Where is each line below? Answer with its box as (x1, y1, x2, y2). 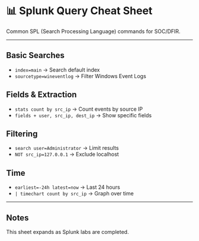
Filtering (6, 128, 38, 139)
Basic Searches (6, 50, 65, 60)
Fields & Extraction (6, 89, 77, 100)
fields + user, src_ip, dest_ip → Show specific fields (14, 111, 152, 118)
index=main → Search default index (14, 66, 100, 73)
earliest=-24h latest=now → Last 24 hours (14, 184, 120, 191)
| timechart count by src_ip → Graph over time (14, 190, 134, 197)
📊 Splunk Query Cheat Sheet (6, 4, 153, 18)
